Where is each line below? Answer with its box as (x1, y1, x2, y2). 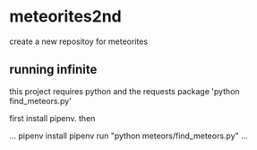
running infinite (9, 62, 98, 77)
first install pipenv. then (9, 112, 96, 123)
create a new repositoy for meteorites (9, 36, 149, 47)
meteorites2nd (9, 6, 123, 27)
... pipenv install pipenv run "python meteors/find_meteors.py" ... (9, 130, 248, 141)
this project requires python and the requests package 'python (9, 85, 240, 96)
